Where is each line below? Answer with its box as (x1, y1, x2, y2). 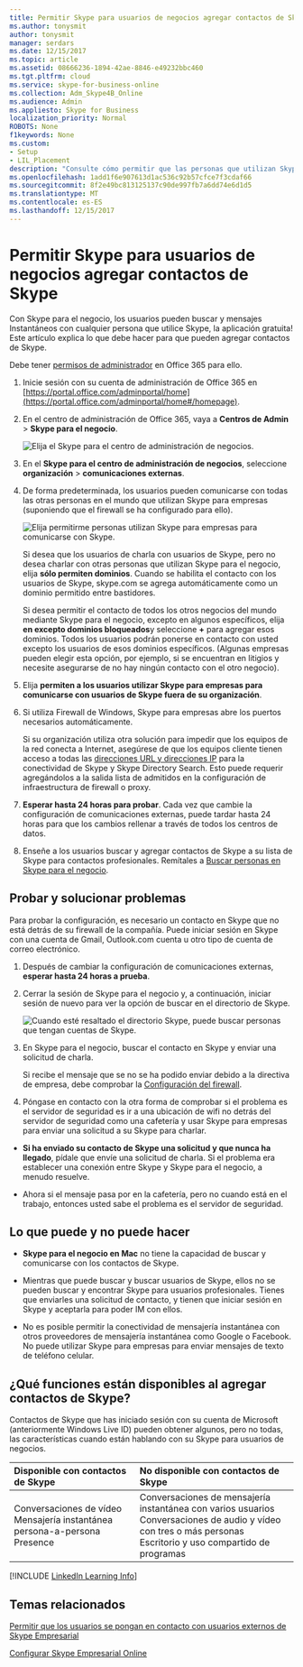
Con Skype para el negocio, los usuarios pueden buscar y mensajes (9, 313, 262, 324)
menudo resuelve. (22, 1171, 90, 1182)
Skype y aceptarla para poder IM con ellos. (22, 1304, 183, 1315)
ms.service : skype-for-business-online (9, 80, 160, 89)
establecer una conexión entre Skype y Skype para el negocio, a (22, 1161, 263, 1173)
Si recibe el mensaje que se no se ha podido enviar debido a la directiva (22, 1069, 290, 1080)
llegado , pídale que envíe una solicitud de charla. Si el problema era (22, 1152, 275, 1163)
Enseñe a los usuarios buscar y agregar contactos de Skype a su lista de (22, 845, 293, 856)
